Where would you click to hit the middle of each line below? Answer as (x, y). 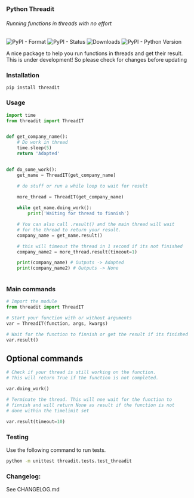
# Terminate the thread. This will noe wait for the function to (89, 400)
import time (21, 115)
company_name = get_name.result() (60, 236)
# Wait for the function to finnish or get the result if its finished (97, 334)
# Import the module (32, 301)
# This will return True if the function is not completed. (83, 378)
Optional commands (45, 359)
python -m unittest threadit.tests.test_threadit (69, 461)
